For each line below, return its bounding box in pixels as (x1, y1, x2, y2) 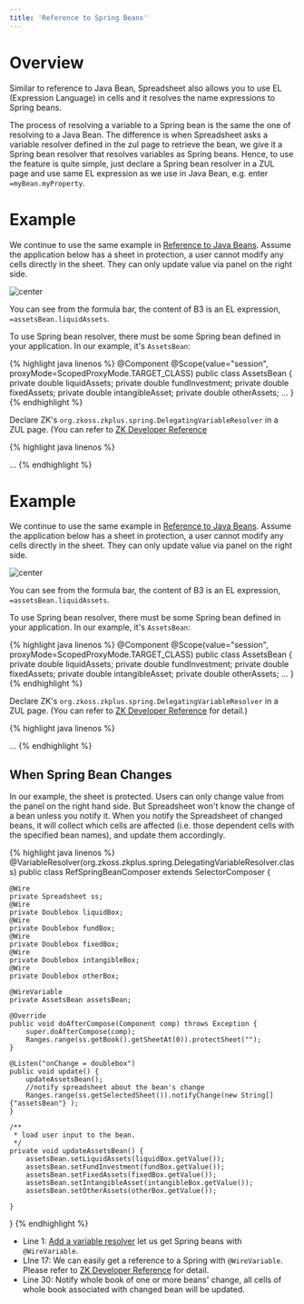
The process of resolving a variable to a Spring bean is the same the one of (9, 119, 291, 130)
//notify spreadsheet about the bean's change (25, 1083, 205, 1092)
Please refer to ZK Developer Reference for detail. (22, 1265, 210, 1276)
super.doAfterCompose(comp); (25, 1028, 136, 1037)
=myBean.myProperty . (9, 177, 85, 188)
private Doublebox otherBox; (9, 971, 120, 981)
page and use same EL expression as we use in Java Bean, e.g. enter (9, 167, 269, 178)
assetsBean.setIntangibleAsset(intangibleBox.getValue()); (25, 1179, 254, 1188)
